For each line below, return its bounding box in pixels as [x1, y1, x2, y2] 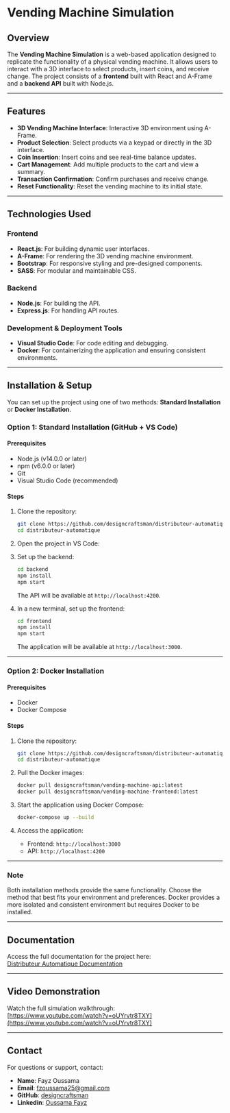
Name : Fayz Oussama [16, 1076, 80, 1084]
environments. [16, 354, 58, 362]
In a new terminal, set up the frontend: [16, 604, 125, 613]
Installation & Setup [7, 380, 92, 391]
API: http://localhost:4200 [27, 846, 105, 855]
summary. [16, 167, 46, 175]
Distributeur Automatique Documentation [7, 959, 123, 968]
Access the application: [16, 826, 84, 834]
